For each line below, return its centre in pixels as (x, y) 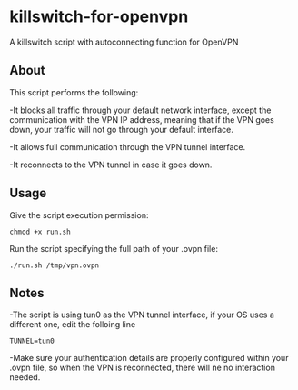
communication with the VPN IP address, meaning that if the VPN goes (142, 119)
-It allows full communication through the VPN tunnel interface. (128, 146)
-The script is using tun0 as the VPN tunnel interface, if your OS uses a (142, 315)
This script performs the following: (74, 92)
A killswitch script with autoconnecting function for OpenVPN (124, 42)
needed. (25, 377)
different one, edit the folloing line (73, 325)
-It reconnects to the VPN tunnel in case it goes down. (111, 165)
